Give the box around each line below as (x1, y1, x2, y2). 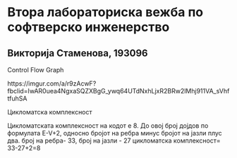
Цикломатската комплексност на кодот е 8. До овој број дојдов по (7, 121, 209, 130)
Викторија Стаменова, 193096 (7, 47, 148, 59)
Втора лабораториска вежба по (7, 4, 203, 20)
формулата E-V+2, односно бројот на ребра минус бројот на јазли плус (7, 129, 222, 137)
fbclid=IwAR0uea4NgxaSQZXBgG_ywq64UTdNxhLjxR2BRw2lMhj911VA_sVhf (7, 87, 230, 95)
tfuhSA (7, 94, 28, 103)
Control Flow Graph (7, 66, 64, 74)
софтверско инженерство (7, 19, 170, 35)
